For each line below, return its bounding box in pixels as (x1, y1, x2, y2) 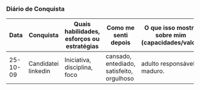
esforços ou (64, 35, 100, 43)
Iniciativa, (64, 56, 91, 64)
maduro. (141, 67, 165, 75)
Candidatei (29, 60, 59, 68)
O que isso (144, 24, 176, 32)
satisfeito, (105, 67, 133, 75)
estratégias (65, 42, 99, 50)
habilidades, (64, 27, 100, 36)
